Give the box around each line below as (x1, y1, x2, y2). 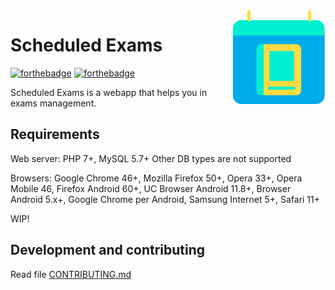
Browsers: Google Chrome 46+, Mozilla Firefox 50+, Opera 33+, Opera (10, 172, 303, 184)
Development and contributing (10, 242, 206, 259)
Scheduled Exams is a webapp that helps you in (10, 86, 208, 98)
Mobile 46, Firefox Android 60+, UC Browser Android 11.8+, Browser (10, 182, 292, 194)
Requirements (10, 126, 100, 143)
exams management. (10, 97, 97, 109)
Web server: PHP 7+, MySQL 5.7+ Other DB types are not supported (10, 152, 292, 164)
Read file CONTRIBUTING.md (10, 268, 132, 280)
